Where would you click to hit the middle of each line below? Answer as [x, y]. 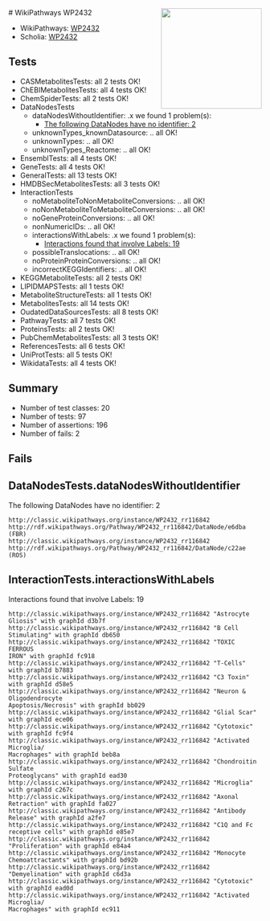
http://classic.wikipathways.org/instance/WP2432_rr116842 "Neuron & [127, 691]
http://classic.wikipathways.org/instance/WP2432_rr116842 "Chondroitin [133, 761]
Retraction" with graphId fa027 [62, 804]
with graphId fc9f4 [41, 733]
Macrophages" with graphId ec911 [64, 909]
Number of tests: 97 [53, 416]
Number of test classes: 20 [65, 407]
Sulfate [21, 768]
